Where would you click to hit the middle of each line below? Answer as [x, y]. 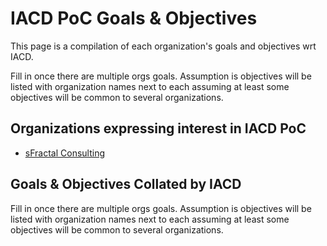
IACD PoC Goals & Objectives [134, 18]
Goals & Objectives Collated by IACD [126, 184]
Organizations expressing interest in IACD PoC [158, 128]
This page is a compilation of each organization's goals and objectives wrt [163, 46]
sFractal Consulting [64, 153]
